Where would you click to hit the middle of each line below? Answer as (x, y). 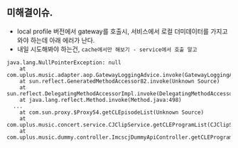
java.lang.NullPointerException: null (64, 63)
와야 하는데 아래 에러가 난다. (56, 40)
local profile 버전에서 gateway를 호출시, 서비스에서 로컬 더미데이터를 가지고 (122, 31)
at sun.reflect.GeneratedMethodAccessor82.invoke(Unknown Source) (120, 81)
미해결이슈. (30, 13)
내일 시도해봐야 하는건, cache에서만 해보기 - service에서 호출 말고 (107, 49)
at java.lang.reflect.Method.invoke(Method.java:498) (101, 100)
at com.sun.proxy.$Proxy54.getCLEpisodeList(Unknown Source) (112, 112)
